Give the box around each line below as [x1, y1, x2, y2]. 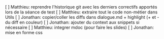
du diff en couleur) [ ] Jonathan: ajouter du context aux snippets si [5, 19, 139, 25]
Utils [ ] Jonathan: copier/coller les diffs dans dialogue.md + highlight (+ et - [5, 14, 160, 20]
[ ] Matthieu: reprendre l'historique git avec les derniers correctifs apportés [5, 4, 158, 10]
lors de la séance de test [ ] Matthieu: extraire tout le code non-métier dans [5, 9, 158, 15]
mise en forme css [5, 30, 43, 35]
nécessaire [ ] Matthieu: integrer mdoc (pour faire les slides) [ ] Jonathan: [5, 25, 154, 30]
